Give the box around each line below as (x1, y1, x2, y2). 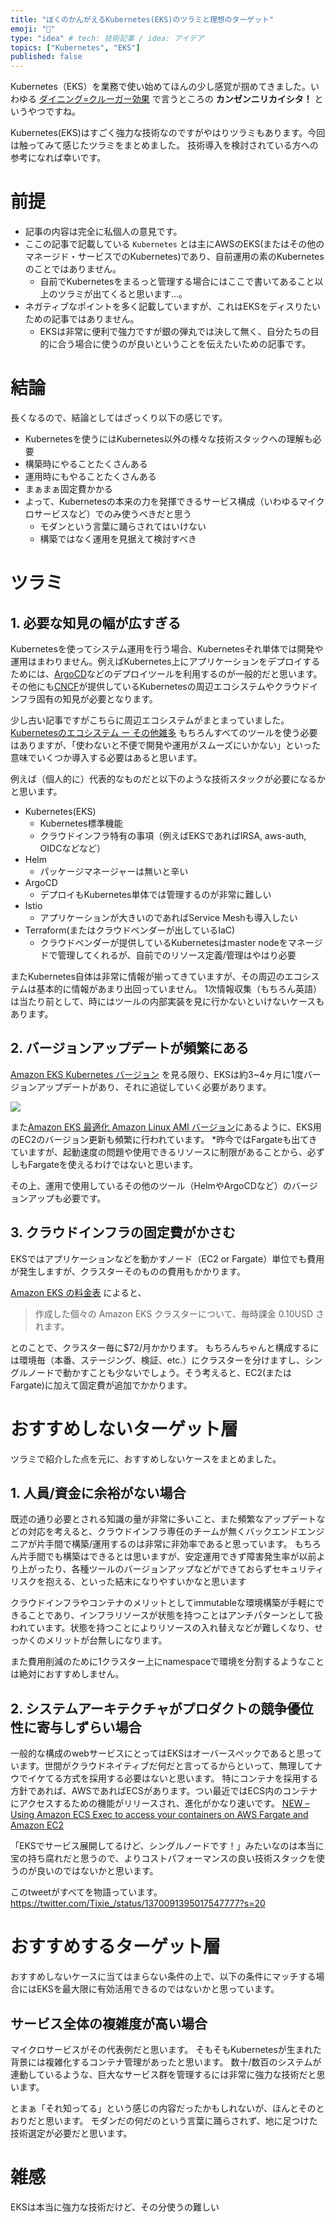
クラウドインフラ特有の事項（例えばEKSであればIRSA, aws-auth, (39, 830, 307, 841)
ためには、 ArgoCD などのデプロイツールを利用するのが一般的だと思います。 (10, 668, 323, 680)
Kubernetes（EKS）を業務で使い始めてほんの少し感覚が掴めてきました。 (10, 81, 312, 93)
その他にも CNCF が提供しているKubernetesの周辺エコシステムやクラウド (10, 681, 310, 692)
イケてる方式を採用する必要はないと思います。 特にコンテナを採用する (27, 1772, 319, 1785)
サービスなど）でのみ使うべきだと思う (33, 508, 192, 520)
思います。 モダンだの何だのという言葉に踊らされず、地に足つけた (44, 2114, 318, 2126)
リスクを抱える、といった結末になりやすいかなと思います (10, 1576, 247, 1588)
